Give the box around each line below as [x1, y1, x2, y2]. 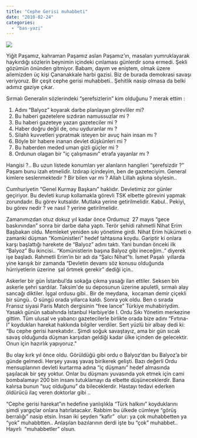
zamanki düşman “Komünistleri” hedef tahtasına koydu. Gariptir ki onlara [6, 235, 182, 242]
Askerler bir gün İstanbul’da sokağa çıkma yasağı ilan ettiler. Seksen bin [6, 278, 179, 285]
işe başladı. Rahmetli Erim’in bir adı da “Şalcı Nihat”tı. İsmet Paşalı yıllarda [6, 253, 185, 261]
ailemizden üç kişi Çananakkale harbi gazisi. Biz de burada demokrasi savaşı [6, 71, 192, 78]
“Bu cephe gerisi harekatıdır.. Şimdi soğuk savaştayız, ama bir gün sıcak [6, 328, 181, 335]
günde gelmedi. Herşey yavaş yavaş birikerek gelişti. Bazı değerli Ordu [6, 358, 178, 365]
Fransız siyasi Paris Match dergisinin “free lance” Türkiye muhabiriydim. [6, 302, 180, 309]
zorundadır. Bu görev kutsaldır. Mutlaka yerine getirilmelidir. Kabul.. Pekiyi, [6, 198, 186, 205]
